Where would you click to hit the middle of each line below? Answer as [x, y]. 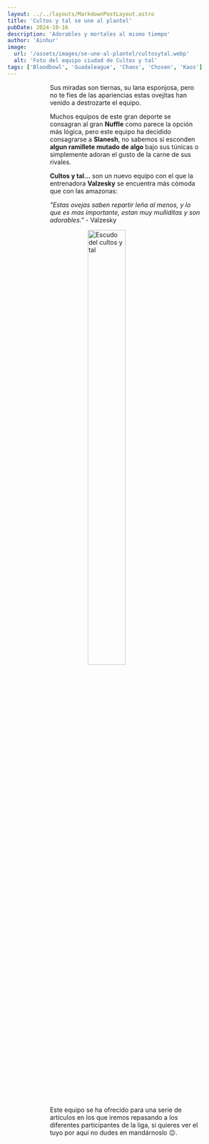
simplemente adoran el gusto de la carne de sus [120, 154]
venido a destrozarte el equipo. [95, 102]
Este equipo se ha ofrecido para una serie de [116, 1110]
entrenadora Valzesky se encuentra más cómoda [122, 183]
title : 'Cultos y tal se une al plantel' [70, 21]
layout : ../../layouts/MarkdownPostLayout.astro [81, 14]
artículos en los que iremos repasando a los [114, 1117]
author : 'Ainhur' [33, 41]
